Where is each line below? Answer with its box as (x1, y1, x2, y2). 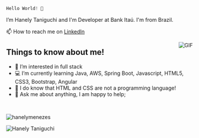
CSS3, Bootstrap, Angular (14, 78, 78, 85)
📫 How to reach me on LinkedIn (6, 28, 85, 35)
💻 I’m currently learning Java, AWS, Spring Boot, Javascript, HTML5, (14, 70, 184, 77)
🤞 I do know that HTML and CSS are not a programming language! (14, 84, 176, 91)
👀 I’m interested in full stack (14, 63, 83, 70)
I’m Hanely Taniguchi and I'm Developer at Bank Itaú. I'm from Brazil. (6, 16, 174, 23)
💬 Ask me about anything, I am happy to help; (14, 90, 126, 97)
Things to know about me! (6, 47, 105, 57)
